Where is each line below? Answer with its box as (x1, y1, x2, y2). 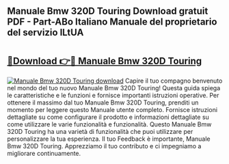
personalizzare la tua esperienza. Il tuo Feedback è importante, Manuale (7, 135, 211, 143)
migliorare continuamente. (7, 150, 81, 157)
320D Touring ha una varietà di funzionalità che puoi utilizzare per (7, 128, 193, 135)
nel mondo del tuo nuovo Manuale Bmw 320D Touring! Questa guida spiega (7, 84, 221, 92)
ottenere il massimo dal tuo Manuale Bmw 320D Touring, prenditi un (7, 98, 199, 107)
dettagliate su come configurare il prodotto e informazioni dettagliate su (7, 113, 210, 121)
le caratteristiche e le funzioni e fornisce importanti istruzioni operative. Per (7, 92, 219, 99)
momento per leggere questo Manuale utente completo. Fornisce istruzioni (7, 106, 217, 113)
